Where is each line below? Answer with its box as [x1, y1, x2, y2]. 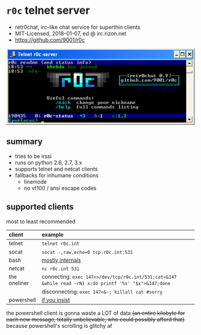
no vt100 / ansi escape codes [23, 184, 97, 192]
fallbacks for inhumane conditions [14, 172, 99, 179]
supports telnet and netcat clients [14, 165, 98, 172]
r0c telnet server [6, 4, 90, 17]
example [41, 231, 64, 238]
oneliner [8, 280, 29, 287]
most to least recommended [6, 217, 76, 225]
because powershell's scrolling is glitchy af [6, 322, 112, 330]
